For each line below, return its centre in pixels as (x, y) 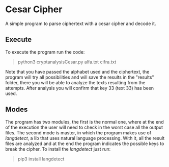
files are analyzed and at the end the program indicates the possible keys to (85, 144)
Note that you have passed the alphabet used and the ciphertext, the (77, 71)
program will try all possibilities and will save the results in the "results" (80, 77)
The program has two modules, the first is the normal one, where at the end (84, 122)
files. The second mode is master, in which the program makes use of (78, 133)
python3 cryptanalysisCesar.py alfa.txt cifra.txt (67, 62)
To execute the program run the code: (45, 52)
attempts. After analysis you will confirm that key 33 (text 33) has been (80, 88)
